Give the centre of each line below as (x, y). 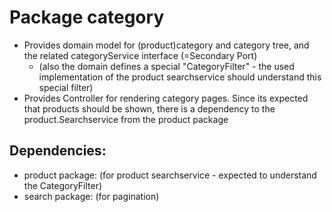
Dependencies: (58, 151)
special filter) (66, 87)
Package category (87, 17)
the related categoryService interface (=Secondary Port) (140, 55)
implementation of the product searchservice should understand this (180, 77)
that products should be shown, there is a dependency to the (149, 108)
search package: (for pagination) (91, 196)
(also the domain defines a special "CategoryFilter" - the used (166, 66)
